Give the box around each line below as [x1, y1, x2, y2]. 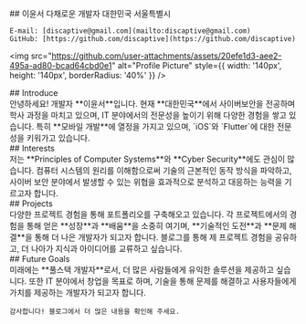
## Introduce [9, 88, 58, 98]
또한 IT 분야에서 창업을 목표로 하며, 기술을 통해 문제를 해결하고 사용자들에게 [28, 276, 297, 287]
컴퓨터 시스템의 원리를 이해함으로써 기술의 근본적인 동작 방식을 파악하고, [36, 165, 292, 175]
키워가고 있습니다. [26, 132, 90, 143]
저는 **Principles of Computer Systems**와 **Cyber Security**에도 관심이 [9, 153, 286, 164]
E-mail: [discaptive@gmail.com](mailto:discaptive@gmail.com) [9, 26, 251, 36]
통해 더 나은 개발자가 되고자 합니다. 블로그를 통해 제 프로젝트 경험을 [34, 232, 273, 243]
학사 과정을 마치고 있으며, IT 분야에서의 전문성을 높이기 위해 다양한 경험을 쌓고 [9, 110, 288, 120]
